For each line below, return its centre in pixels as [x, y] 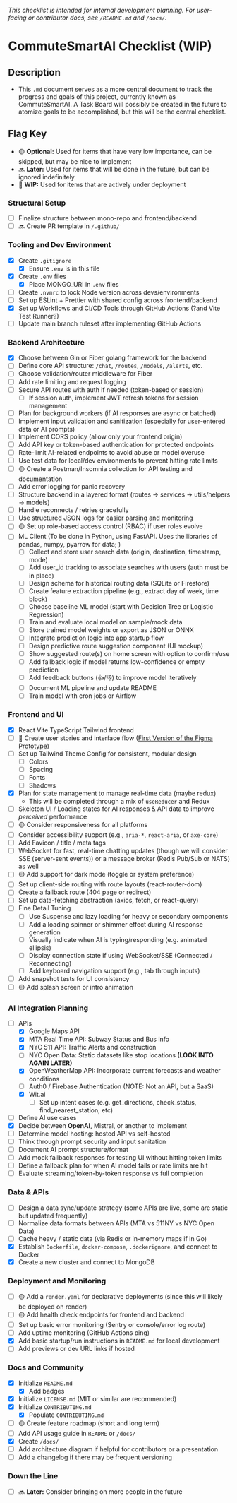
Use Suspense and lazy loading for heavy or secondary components [128, 916]
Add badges [47, 1391]
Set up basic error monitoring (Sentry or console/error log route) [112, 1325]
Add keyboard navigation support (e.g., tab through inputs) [114, 970]
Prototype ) [34, 746]
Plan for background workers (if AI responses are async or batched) [117, 413]
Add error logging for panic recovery [72, 487]
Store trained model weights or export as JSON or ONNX [111, 630]
